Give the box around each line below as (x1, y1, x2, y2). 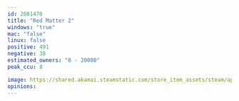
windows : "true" (7, 23, 55, 31)
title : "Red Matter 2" (7, 17, 75, 24)
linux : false (7, 37, 46, 44)
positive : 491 (7, 43, 50, 51)
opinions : (7, 83, 37, 90)
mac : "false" (7, 30, 46, 38)
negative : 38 (7, 51, 46, 58)
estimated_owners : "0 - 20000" (7, 57, 100, 64)
